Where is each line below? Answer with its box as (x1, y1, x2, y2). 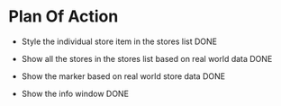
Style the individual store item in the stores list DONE (21, 36, 218, 47)
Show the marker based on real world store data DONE (21, 70, 226, 82)
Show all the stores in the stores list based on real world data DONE (21, 53, 273, 64)
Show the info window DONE (21, 88, 130, 99)
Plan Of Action (8, 6, 119, 27)
